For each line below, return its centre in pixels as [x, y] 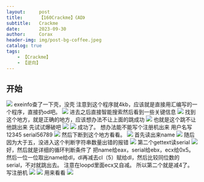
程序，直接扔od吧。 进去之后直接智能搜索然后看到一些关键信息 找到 [104, 112]
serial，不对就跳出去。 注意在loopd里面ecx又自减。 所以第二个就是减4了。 [100, 165]
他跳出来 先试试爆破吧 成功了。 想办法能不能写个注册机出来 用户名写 [99, 127]
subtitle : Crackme [32, 23]
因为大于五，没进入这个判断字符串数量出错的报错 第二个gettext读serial [98, 143]
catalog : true [24, 46]
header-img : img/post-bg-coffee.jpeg [54, 40]
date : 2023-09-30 [36, 29]
